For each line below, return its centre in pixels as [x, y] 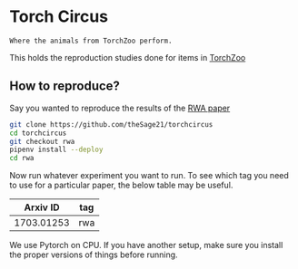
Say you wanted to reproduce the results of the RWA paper [120, 108]
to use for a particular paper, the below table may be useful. [121, 185]
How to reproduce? [65, 86]
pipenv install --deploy [56, 150]
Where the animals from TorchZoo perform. [91, 41]
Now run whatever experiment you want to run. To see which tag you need [149, 176]
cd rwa [22, 159]
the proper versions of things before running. [94, 255]
